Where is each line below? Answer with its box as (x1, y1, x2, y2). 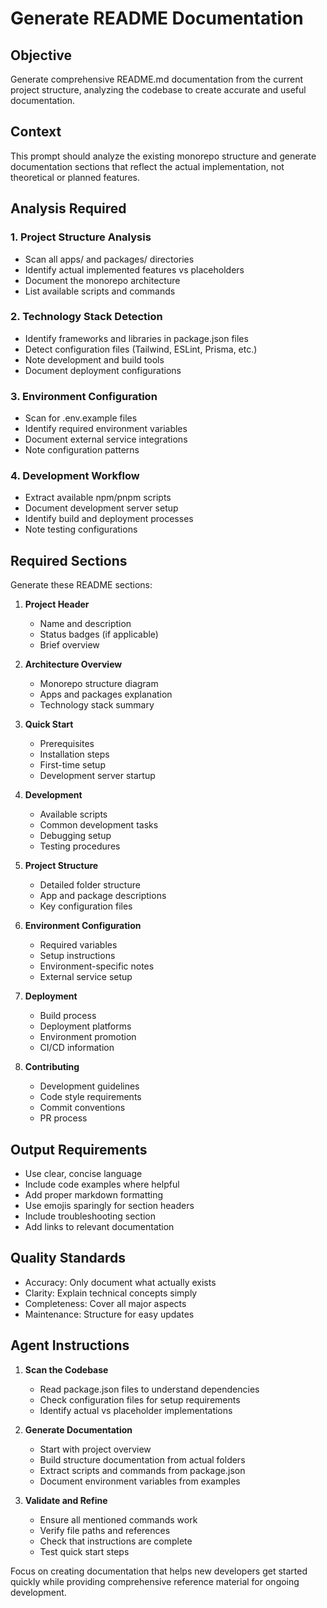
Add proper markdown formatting (24, 1189, 164, 1201)
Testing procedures (39, 840, 121, 852)
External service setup (39, 971, 133, 983)
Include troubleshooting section (24, 1210, 156, 1222)
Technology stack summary (39, 699, 155, 711)
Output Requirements (10, 1141, 148, 1158)
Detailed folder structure (39, 879, 141, 891)
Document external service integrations (24, 433, 188, 446)
